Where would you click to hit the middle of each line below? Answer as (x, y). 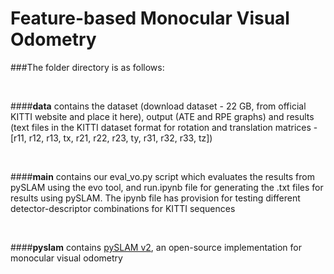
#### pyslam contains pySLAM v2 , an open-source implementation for (156, 247)
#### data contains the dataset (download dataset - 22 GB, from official (158, 106)
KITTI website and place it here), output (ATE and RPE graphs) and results (162, 116)
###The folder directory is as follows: (87, 67)
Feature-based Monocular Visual (150, 18)
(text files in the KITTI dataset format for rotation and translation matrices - (164, 127)
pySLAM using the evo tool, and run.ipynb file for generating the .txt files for (167, 187)
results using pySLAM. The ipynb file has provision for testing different (155, 198)
